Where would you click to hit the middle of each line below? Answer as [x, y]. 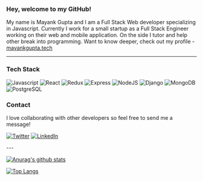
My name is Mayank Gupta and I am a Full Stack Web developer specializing [101, 22]
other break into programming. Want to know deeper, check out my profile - [101, 42]
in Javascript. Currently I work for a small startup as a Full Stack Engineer [98, 28]
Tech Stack [23, 70]
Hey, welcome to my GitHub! [49, 9]
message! [18, 124]
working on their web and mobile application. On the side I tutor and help [97, 35]
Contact [18, 105]
